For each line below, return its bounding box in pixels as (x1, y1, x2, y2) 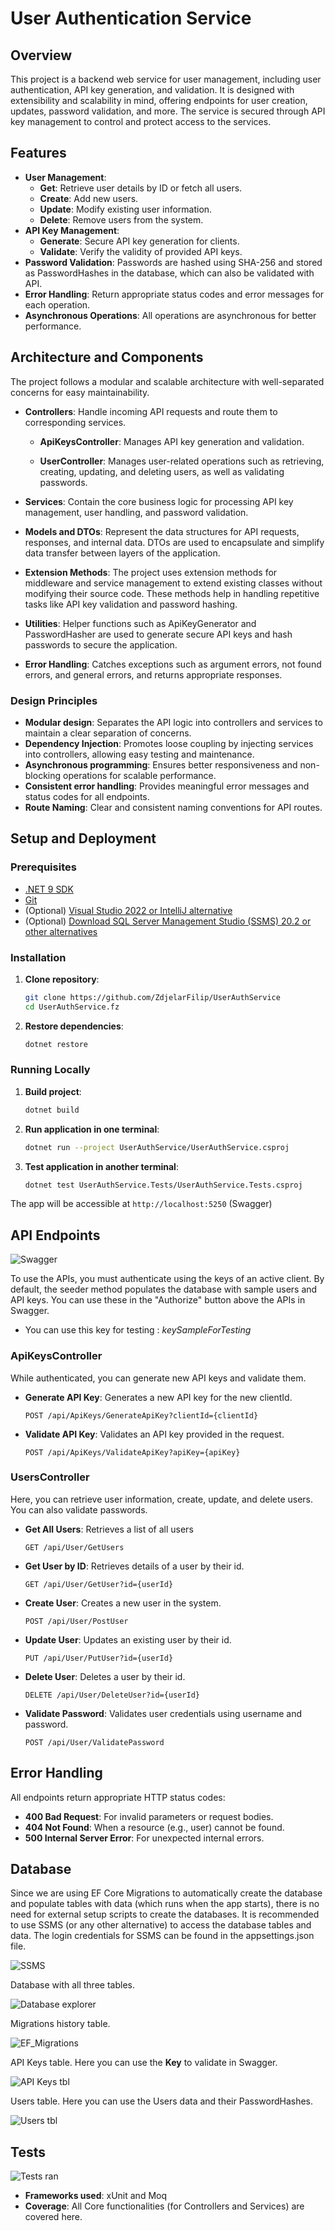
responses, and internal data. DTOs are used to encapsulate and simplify (24, 536, 325, 548)
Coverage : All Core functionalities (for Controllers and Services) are (24, 2200, 305, 2212)
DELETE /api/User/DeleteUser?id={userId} (24, 1690, 200, 1700)
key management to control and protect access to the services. (10, 116, 272, 127)
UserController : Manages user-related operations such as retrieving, (39, 455, 325, 467)
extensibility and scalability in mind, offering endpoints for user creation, (10, 95, 308, 106)
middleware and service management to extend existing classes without (24, 577, 323, 589)
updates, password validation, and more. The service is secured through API (10, 105, 326, 117)
